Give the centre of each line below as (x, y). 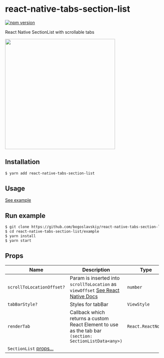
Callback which (87, 312)
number (135, 287)
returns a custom (89, 318)
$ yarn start (18, 240)
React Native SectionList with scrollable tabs (50, 32)
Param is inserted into (95, 278)
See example (18, 200)
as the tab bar (86, 331)
